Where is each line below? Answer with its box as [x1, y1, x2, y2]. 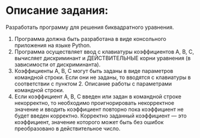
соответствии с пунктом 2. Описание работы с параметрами [14, 80, 172, 87]
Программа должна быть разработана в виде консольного [14, 35, 166, 42]
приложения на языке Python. [14, 42, 91, 49]
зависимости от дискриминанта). [14, 61, 101, 68]
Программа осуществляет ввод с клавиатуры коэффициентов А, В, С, [14, 48, 195, 55]
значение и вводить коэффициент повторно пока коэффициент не [14, 105, 184, 113]
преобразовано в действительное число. [14, 125, 121, 132]
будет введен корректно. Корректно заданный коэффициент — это [14, 112, 187, 119]
